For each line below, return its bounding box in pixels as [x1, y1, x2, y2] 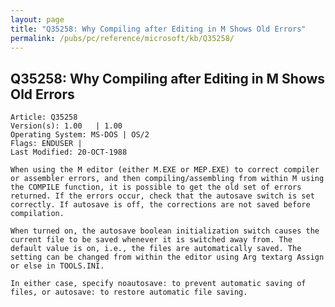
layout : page [10, 14, 65, 25]
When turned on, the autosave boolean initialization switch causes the [10, 226, 320, 236]
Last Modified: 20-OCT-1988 [10, 147, 128, 158]
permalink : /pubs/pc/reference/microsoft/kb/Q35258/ [10, 33, 235, 43]
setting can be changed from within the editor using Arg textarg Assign [10, 252, 325, 263]
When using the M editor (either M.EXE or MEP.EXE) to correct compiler [10, 165, 320, 175]
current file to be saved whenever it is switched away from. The [10, 235, 293, 245]
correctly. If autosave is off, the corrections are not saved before [10, 200, 311, 210]
